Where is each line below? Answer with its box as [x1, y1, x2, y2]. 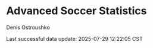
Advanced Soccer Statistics [6, 4, 147, 18]
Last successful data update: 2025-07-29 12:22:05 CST [6, 35, 143, 42]
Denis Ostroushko [6, 24, 51, 31]
